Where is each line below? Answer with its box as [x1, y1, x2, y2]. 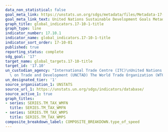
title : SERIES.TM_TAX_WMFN [9, 105, 66, 110]
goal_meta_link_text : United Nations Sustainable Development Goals [5, 17, 151, 22]
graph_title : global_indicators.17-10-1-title [5, 21, 104, 27]
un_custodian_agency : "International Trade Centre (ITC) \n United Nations [5, 68, 162, 73]
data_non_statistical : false [5, 7, 66, 13]
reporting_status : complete [5, 49, 64, 54]
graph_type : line [5, 26, 41, 31]
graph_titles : [5, 96, 35, 101]
